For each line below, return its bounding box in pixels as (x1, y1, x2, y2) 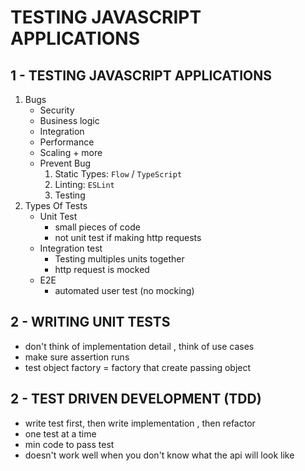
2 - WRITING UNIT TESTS (10, 314, 171, 331)
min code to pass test (24, 438, 115, 450)
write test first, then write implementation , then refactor (24, 417, 256, 429)
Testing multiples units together (54, 253, 185, 265)
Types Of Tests (24, 200, 88, 211)
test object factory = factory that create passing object (24, 361, 252, 373)
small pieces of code (54, 221, 141, 233)
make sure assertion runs (24, 351, 130, 363)
